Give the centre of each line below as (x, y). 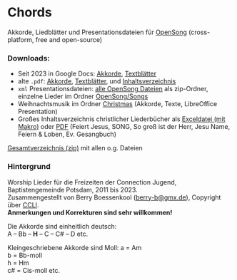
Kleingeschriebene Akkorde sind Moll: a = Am (75, 247)
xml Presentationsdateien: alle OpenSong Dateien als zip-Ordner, (113, 89)
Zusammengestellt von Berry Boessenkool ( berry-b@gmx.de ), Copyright (114, 197)
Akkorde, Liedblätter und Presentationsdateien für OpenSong (97, 32)
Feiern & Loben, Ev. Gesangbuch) (67, 134)
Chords (30, 12)
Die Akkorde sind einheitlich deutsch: (62, 226)
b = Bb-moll (25, 255)
